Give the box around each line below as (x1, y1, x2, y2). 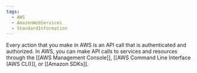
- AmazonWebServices (11, 20, 62, 26)
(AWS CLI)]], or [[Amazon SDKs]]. (6, 61, 89, 68)
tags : (6, 8, 20, 15)
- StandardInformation (11, 25, 68, 31)
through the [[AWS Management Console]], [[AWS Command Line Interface (6, 54, 191, 61)
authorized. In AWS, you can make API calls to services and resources (6, 48, 178, 55)
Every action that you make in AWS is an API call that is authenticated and (6, 42, 187, 49)
